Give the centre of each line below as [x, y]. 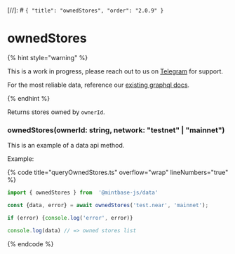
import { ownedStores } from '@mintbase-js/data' [83, 193]
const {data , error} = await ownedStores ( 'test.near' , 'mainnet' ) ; [108, 206]
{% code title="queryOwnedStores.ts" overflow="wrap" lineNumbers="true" [118, 172]
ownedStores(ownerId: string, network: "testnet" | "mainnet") [116, 130]
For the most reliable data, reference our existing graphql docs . [99, 85]
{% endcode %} [31, 244]
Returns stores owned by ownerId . [56, 112]
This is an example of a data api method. [66, 146]
